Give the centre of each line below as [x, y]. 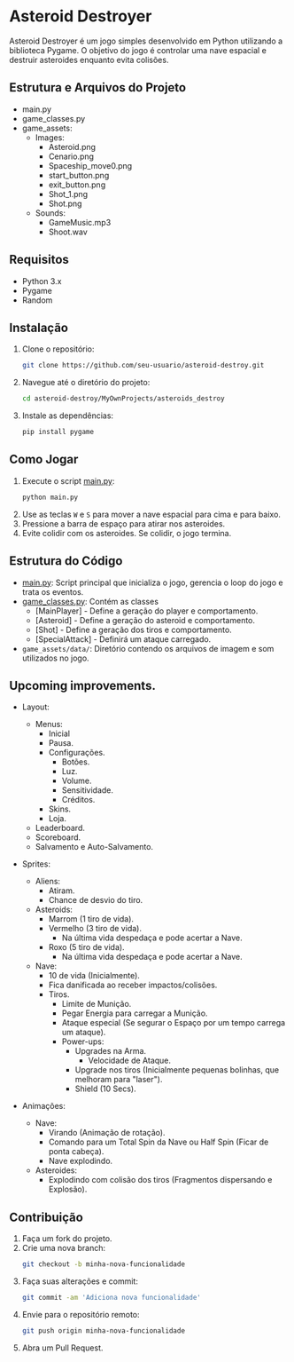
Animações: [44, 1106]
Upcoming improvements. [83, 685]
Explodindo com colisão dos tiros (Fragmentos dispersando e [160, 1180]
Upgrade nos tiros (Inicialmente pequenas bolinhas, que [177, 1070]
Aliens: [47, 882]
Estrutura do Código [66, 561]
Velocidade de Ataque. [129, 1061]
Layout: [36, 707]
